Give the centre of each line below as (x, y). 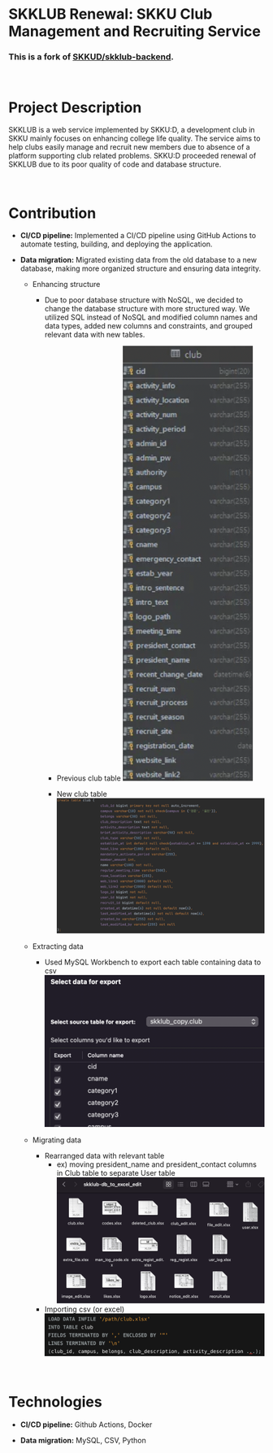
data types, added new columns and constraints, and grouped (149, 326)
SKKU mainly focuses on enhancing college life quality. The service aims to (134, 138)
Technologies (56, 1401)
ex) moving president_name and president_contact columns (157, 1164)
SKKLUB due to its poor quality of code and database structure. (115, 164)
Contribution (52, 213)
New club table (82, 794)
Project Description (75, 107)
